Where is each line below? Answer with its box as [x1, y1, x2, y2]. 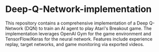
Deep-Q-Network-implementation [5, 3, 152, 15]
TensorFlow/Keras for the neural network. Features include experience [5, 36, 153, 42]
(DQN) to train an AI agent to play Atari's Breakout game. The [24, 25, 152, 31]
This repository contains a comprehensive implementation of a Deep [5, 20, 148, 26]
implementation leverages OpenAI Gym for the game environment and [5, 30, 151, 36]
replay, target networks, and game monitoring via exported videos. [5, 41, 144, 47]
